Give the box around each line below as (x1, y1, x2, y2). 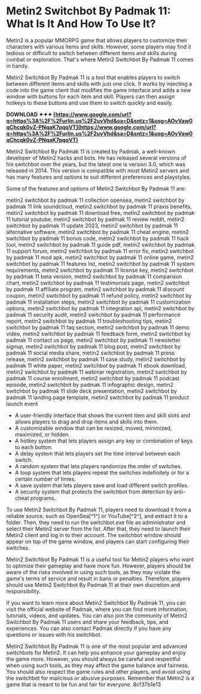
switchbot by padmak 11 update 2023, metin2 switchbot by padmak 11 (6, 222, 178, 229)
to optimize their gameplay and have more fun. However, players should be (6, 562, 191, 569)
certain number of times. (14, 475, 76, 483)
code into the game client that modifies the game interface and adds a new (6, 86, 191, 93)
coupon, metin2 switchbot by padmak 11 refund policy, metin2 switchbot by (6, 292, 192, 299)
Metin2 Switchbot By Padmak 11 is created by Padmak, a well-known (6, 148, 175, 155)
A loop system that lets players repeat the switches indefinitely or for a (14, 469, 190, 476)
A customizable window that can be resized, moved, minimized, (14, 424, 172, 432)
